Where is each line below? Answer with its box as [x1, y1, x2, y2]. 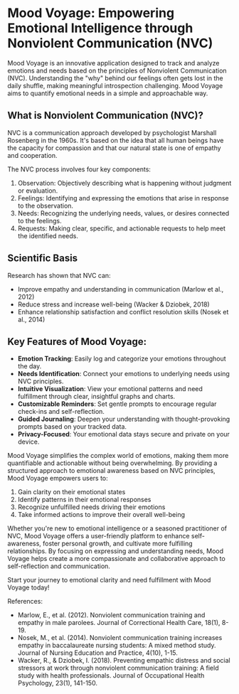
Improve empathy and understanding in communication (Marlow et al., [17, 284, 224, 293]
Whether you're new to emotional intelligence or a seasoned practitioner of [7, 524, 228, 533]
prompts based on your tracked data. [17, 422, 127, 431]
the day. [17, 362, 42, 370]
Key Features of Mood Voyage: [7, 336, 147, 348]
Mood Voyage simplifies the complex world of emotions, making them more [7, 452, 229, 460]
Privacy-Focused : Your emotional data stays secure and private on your [17, 430, 230, 439]
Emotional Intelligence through [7, 20, 193, 36]
